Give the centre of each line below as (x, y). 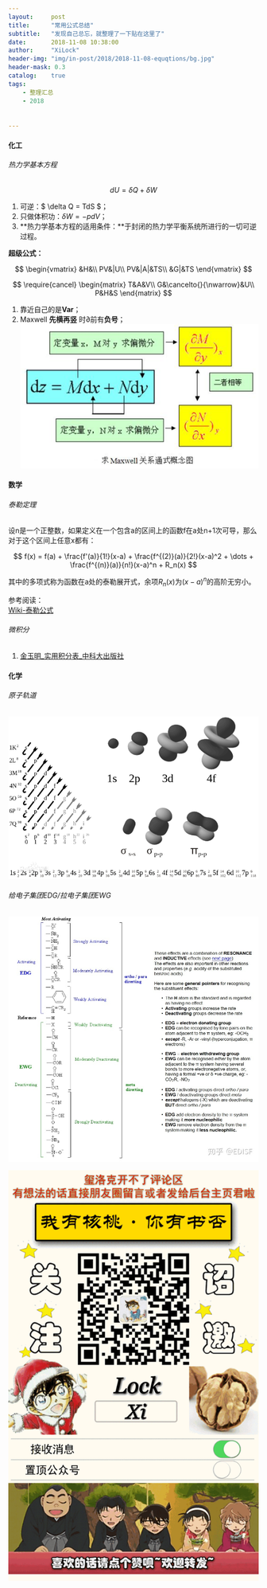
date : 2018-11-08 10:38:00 (64, 42)
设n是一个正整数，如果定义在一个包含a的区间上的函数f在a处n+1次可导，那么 (133, 530)
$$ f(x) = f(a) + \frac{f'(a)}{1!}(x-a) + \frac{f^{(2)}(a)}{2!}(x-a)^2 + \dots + (133, 557)
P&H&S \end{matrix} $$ (133, 293)
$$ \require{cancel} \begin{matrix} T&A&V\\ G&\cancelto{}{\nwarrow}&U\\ (133, 284)
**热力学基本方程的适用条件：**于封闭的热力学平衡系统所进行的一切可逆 (138, 226)
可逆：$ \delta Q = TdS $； (64, 206)
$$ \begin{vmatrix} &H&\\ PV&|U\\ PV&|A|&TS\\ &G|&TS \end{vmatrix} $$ (133, 269)
